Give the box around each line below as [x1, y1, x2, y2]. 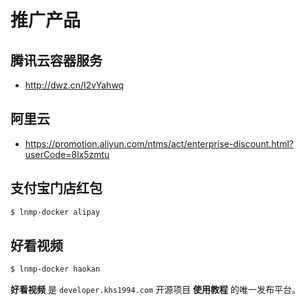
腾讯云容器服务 [10, 52, 103, 69]
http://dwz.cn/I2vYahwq [24, 79, 125, 91]
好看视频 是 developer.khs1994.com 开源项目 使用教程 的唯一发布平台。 [10, 284, 302, 296]
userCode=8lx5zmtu [24, 148, 110, 160]
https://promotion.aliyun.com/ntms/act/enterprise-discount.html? [24, 137, 294, 150]
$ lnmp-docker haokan [10, 264, 101, 275]
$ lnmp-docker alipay [10, 207, 101, 217]
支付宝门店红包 [10, 180, 103, 197]
